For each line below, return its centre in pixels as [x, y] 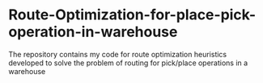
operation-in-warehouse [93, 32]
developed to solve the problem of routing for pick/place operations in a [128, 63]
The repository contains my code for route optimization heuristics [118, 54]
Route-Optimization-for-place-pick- [132, 15]
